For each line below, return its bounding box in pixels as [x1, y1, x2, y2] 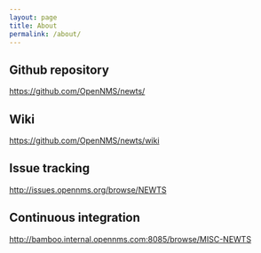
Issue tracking [9, 161, 91, 176]
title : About [9, 21, 58, 30]
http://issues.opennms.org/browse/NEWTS [9, 184, 167, 195]
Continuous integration [9, 210, 140, 225]
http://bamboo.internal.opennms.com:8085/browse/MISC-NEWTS [9, 233, 251, 244]
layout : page [9, 12, 58, 22]
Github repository [9, 62, 109, 77]
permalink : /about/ [9, 29, 82, 38]
